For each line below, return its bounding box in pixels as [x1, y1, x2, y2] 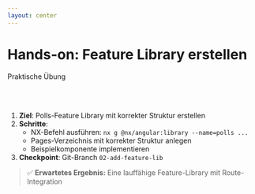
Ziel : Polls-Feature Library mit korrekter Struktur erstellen [18, 110, 206, 120]
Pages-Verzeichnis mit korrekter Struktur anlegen [30, 136, 192, 145]
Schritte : [18, 119, 48, 129]
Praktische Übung [7, 72, 66, 81]
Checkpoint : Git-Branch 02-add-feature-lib [18, 152, 163, 162]
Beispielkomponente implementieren [30, 144, 150, 154]
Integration [26, 177, 62, 186]
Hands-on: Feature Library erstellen [7, 45, 248, 63]
